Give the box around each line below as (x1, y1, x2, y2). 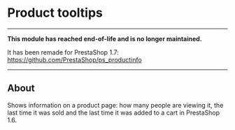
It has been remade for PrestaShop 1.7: (7, 48, 119, 57)
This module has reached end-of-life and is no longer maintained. (7, 34, 203, 43)
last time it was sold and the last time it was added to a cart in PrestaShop (7, 108, 220, 117)
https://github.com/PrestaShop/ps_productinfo (7, 55, 142, 64)
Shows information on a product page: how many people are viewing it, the (7, 101, 224, 109)
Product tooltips (7, 5, 103, 21)
